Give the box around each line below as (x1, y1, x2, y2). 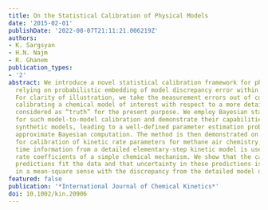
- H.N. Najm (8, 49, 48, 57)
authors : (8, 34, 37, 42)
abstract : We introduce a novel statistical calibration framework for (8, 78, 251, 86)
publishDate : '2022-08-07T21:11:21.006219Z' (8, 26, 159, 34)
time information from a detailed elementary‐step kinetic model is (15, 145, 248, 153)
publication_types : (8, 64, 73, 72)
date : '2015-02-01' (8, 19, 73, 27)
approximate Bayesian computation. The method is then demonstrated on (15, 130, 259, 138)
